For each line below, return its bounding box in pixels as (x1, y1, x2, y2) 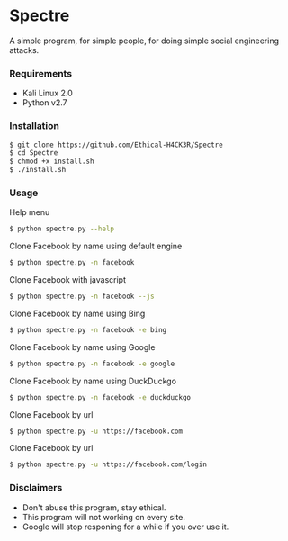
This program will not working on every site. (22, 511, 186, 522)
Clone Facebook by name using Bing (9, 308, 146, 319)
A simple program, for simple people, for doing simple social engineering (9, 35, 280, 46)
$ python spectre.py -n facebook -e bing (9, 325, 167, 334)
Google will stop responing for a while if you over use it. (22, 521, 229, 532)
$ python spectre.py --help (9, 224, 115, 234)
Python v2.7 (22, 97, 67, 108)
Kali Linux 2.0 (22, 87, 74, 99)
